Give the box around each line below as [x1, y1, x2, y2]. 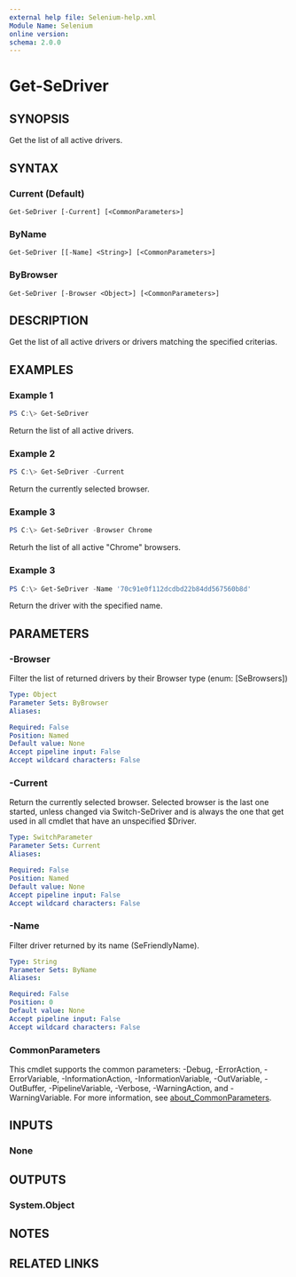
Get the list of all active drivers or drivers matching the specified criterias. [9, 337, 277, 347]
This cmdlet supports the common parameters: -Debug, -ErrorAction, [9, 1064, 263, 1074]
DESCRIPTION [9, 313, 89, 328]
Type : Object [9, 690, 58, 699]
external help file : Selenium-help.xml [9, 12, 157, 22]
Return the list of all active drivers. [9, 425, 135, 435]
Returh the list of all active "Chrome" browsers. [9, 542, 182, 553]
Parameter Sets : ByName [9, 965, 97, 974]
